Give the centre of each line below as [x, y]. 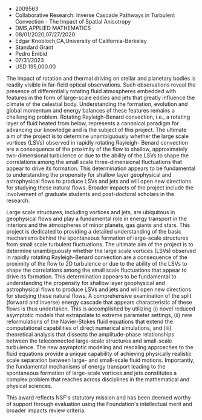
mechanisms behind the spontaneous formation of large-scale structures [97, 238]
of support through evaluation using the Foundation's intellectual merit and [99, 404]
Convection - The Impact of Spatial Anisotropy [73, 21]
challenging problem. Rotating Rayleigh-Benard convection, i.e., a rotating [98, 117]
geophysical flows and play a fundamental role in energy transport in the [97, 218]
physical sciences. [29, 386]
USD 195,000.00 [35, 67]
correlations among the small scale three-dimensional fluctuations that [94, 162]
